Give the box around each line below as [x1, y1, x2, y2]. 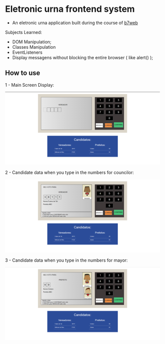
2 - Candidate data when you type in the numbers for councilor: [5, 170, 134, 175]
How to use [5, 69, 40, 77]
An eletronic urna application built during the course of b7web [12, 20, 138, 26]
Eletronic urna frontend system [5, 3, 135, 15]
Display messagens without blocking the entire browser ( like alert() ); [12, 54, 153, 60]
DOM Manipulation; [12, 38, 52, 45]
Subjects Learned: [5, 29, 42, 35]
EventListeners [12, 49, 43, 55]
